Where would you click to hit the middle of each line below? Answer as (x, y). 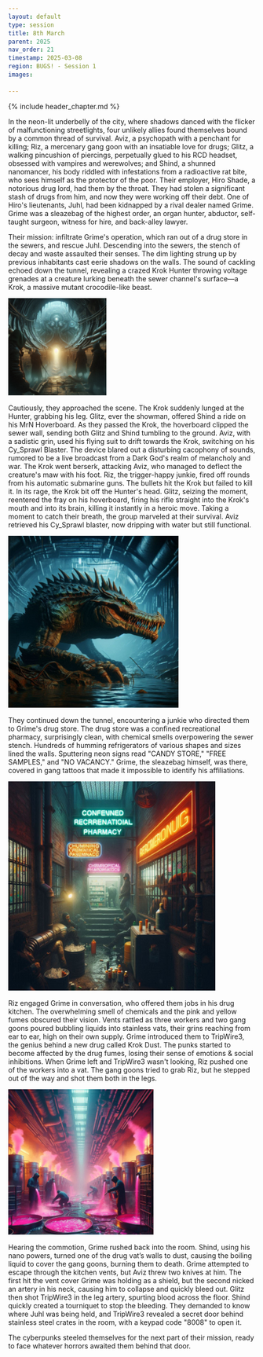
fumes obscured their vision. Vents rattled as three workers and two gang (127, 1020)
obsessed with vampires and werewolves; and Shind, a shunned (112, 163)
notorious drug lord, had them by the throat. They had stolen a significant (126, 188)
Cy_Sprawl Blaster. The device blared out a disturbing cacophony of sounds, (132, 449)
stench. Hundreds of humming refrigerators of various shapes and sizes (125, 745)
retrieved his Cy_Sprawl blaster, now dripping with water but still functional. (130, 524)
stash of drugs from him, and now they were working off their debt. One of (129, 196)
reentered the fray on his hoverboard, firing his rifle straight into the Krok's (129, 500)
